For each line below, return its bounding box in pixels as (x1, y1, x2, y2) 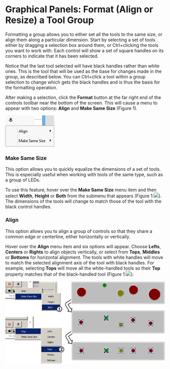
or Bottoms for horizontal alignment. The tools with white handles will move (5, 254, 163, 260)
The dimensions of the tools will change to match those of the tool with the (5, 198, 161, 204)
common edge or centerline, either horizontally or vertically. (5, 233, 130, 240)
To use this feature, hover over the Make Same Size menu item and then (5, 187, 157, 193)
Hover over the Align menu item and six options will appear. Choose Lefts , (5, 243, 161, 249)
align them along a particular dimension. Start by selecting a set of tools (5, 37, 156, 43)
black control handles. (5, 204, 52, 210)
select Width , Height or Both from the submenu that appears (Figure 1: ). (5, 193, 162, 199)
